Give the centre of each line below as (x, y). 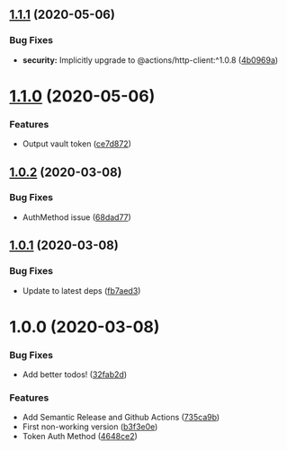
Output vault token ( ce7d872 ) (77, 144)
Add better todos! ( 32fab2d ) (75, 375)
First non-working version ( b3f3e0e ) (90, 427)
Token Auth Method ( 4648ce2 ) (80, 437)
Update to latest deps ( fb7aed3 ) (81, 290)
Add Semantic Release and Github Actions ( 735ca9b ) (121, 418)
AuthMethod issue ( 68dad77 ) (77, 217)
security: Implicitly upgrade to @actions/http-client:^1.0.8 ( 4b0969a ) (150, 60)
